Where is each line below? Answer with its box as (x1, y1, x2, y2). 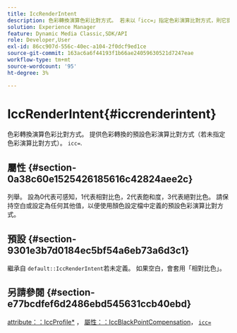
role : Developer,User (7, 37, 71, 44)
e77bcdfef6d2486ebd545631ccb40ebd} (7, 298, 192, 310)
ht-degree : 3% (7, 69, 49, 76)
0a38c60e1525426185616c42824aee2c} (7, 173, 193, 185)
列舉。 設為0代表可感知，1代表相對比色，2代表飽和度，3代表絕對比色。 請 (7, 193, 223, 201)
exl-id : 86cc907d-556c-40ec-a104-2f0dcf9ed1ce (7, 43, 147, 50)
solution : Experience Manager (7, 23, 97, 30)
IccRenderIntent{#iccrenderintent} (7, 106, 217, 122)
